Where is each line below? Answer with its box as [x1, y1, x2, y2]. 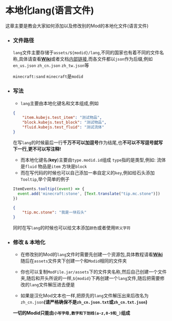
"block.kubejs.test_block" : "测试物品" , [22, 120, 107, 125]
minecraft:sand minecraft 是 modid [12, 73, 84, 80]
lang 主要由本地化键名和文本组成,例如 [20, 100, 99, 106]
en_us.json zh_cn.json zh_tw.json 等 [12, 62, 89, 68]
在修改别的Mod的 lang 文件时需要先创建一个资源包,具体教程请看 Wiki [20, 252, 163, 258]
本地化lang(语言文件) [5, 5, 94, 16]
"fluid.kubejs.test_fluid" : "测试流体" [22, 124, 104, 130]
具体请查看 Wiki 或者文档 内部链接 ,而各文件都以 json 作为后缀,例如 [18, 56, 153, 62]
